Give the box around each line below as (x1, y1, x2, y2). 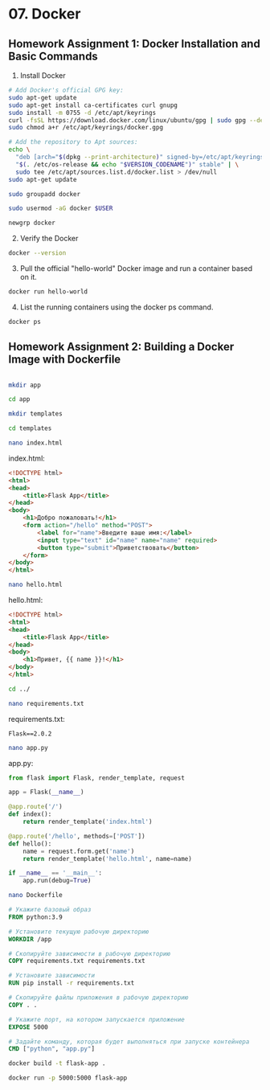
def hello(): (8, 839, 52, 848)
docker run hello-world (8, 288, 88, 296)
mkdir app (8, 381, 42, 389)
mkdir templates (8, 410, 63, 418)
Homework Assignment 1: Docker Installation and (8, 37, 261, 51)
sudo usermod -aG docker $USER (8, 204, 113, 213)
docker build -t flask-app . (8, 1059, 106, 1067)
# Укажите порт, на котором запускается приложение (8, 1015, 185, 1023)
